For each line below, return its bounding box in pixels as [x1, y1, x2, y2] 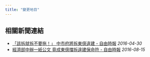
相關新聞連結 [5, 27, 44, 35]
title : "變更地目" [5, 7, 40, 12]
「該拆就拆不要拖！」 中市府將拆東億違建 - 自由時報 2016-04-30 [12, 40, 142, 47]
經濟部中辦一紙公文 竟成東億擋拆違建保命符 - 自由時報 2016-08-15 [12, 47, 146, 53]
